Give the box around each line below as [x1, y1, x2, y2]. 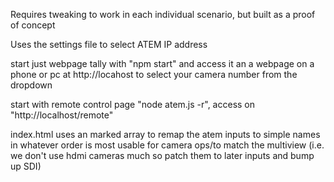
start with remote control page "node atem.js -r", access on [10, 99, 256, 110]
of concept [10, 19, 56, 31]
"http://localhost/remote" [10, 109, 114, 121]
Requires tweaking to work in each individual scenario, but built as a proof [10, 9, 316, 20]
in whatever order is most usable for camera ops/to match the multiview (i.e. [10, 139, 325, 151]
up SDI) [10, 160, 42, 172]
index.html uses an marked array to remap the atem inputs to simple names [10, 129, 321, 140]
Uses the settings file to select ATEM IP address [10, 39, 208, 50]
